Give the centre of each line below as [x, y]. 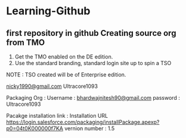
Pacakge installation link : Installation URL [57, 116]
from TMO [26, 42]
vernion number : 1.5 [90, 128]
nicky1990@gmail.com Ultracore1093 [52, 86]
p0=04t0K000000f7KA [35, 128]
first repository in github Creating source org [91, 33]
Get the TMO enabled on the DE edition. [64, 57]
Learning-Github [48, 11]
